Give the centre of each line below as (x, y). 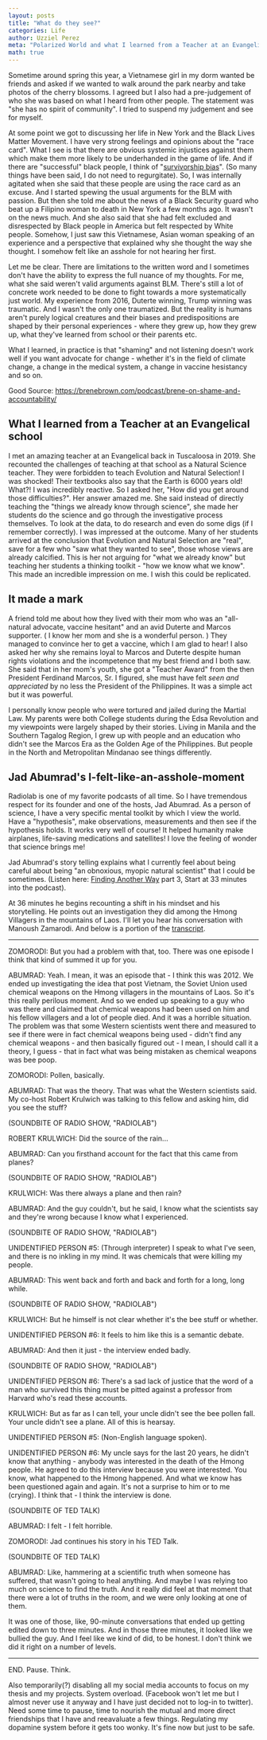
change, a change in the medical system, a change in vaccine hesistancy (128, 367)
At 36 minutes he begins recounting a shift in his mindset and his (114, 903)
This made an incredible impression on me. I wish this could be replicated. (130, 574)
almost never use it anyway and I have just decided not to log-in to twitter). (131, 1702)
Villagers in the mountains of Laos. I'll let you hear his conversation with (126, 920)
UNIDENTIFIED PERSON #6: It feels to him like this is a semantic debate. (126, 1335)
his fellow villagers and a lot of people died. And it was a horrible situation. (130, 1018)
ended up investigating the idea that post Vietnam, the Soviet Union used (128, 984)
